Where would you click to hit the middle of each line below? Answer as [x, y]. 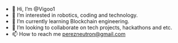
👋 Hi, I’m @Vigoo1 [33, 9]
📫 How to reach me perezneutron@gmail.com [69, 34]
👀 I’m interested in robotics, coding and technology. [75, 15]
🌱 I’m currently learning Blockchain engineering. [70, 21]
